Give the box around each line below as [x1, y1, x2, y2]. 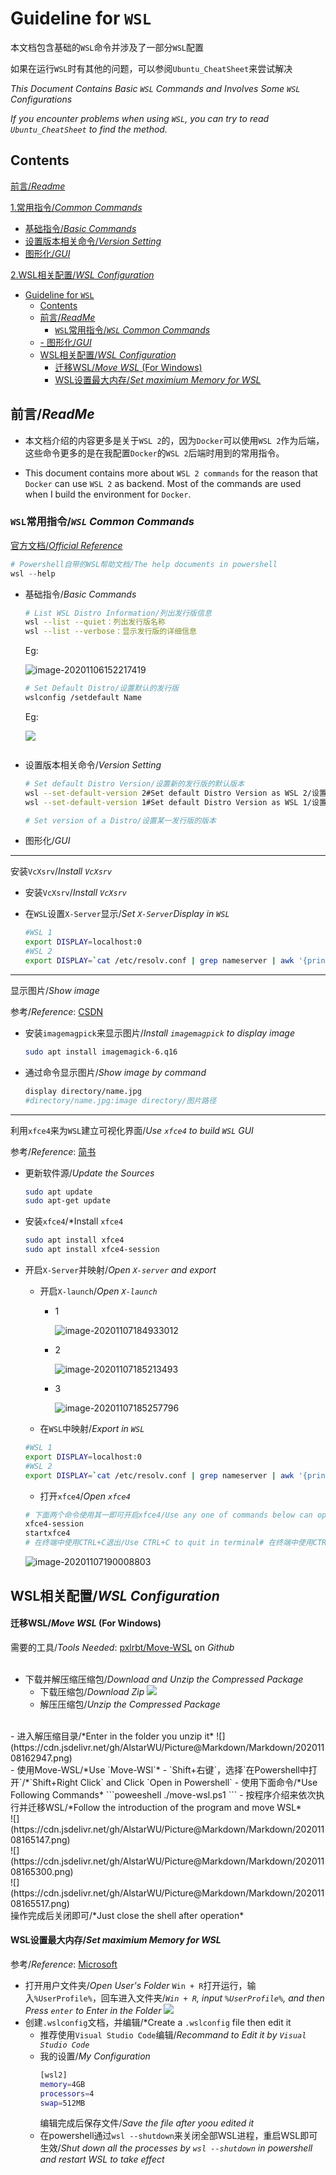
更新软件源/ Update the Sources [24, 1167, 155, 1179]
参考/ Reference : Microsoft [10, 1958, 118, 1970]
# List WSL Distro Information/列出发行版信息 [24, 608, 212, 618]
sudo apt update [24, 1187, 93, 1197]
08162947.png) [10, 1752, 73, 1764]
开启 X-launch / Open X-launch [39, 1285, 158, 1297]
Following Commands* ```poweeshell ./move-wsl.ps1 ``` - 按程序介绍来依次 [10, 1788, 317, 1801]
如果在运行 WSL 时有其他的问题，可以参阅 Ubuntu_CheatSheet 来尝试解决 [10, 62, 293, 74]
